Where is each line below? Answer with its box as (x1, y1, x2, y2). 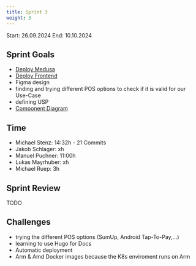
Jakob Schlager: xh (15, 146, 64, 153)
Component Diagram (15, 105, 69, 112)
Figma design (15, 79, 50, 86)
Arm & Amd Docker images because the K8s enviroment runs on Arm (15, 252, 190, 260)
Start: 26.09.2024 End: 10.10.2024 (6, 31, 92, 39)
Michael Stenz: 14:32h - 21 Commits (15, 139, 107, 146)
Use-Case (15, 92, 41, 99)
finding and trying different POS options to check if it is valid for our (15, 85, 186, 93)
